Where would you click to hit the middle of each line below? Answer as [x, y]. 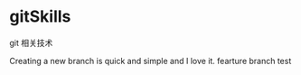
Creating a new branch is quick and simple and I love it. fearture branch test [150, 61]
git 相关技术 [31, 42]
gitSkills [40, 17]
